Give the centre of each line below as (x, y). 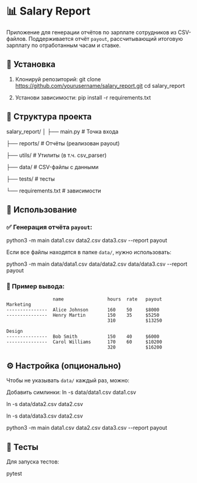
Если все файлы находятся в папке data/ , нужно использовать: (89, 252)
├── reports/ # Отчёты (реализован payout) (63, 143)
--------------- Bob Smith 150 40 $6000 (83, 336)
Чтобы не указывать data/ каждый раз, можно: (68, 380)
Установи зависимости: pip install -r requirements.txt (83, 97)
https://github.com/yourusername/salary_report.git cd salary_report (100, 85)
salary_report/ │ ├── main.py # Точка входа (63, 131)
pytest (14, 474)
